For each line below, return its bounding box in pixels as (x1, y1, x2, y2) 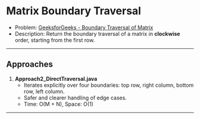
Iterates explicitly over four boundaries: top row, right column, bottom (23, 82, 194, 89)
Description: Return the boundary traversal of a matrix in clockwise (14, 30, 180, 37)
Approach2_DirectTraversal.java (14, 75, 98, 82)
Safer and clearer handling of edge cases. (23, 94, 127, 101)
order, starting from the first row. (14, 36, 95, 43)
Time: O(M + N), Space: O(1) (23, 100, 93, 108)
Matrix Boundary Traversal (6, 4, 142, 18)
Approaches (6, 59, 54, 70)
